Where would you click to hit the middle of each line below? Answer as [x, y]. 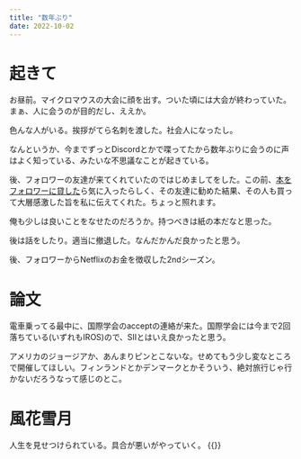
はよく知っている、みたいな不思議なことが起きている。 [111, 161]
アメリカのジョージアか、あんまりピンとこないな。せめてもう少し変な [138, 356]
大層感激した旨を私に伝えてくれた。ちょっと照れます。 [119, 202]
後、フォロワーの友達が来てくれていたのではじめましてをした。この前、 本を [150, 180]
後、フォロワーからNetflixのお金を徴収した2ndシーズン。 [115, 260]
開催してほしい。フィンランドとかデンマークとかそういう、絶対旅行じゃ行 [155, 368]
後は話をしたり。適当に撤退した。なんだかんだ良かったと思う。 [127, 240]
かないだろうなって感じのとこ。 [68, 379]
